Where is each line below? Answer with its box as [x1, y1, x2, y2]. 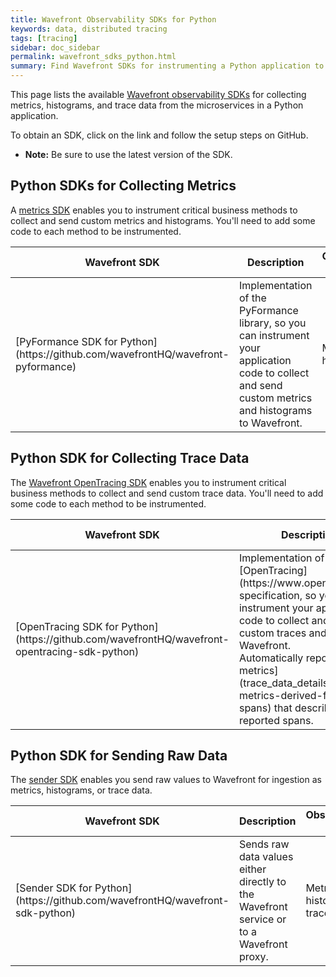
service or [238, 912, 287, 926]
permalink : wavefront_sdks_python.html [10, 52, 177, 62]
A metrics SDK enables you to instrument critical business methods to [10, 204, 298, 216]
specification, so [238, 588, 317, 602]
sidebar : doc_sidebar [10, 42, 101, 53]
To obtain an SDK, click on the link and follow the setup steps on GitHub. [10, 129, 309, 141]
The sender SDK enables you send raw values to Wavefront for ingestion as [10, 774, 322, 786]
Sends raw [238, 837, 290, 851]
